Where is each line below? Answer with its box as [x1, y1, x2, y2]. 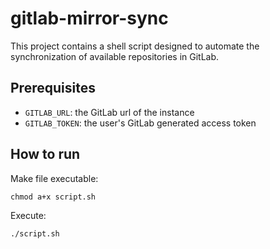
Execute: [10, 209, 47, 221]
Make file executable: [10, 172, 99, 184]
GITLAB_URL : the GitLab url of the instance [24, 106, 195, 118]
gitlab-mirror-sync [10, 7, 169, 30]
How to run [10, 146, 81, 163]
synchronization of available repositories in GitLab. [10, 50, 220, 62]
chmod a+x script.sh [10, 192, 97, 202]
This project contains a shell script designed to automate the [10, 40, 260, 52]
